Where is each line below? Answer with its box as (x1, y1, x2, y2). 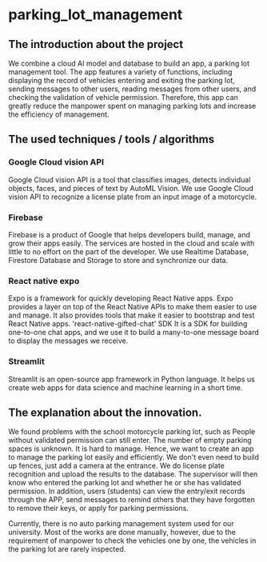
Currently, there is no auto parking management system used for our (8, 519, 234, 528)
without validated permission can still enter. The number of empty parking (8, 436, 252, 445)
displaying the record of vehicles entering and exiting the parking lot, (8, 76, 236, 85)
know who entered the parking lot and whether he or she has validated (8, 478, 241, 488)
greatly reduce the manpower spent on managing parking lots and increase (8, 102, 257, 110)
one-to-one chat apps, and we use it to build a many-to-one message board (8, 328, 259, 337)
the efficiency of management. (8, 110, 110, 119)
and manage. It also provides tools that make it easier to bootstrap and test (8, 310, 255, 321)
